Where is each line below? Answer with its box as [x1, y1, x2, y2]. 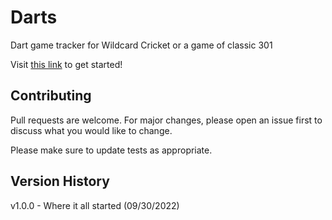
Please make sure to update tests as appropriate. [10, 144, 213, 156]
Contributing [10, 87, 92, 105]
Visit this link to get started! [10, 58, 123, 70]
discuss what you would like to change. [10, 124, 173, 136]
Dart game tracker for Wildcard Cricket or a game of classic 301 [10, 39, 273, 51]
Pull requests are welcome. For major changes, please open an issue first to [10, 114, 323, 126]
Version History [10, 173, 110, 190]
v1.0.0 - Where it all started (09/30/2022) [10, 199, 180, 211]
